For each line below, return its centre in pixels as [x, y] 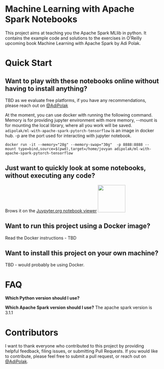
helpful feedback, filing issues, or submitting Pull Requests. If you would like [82, 351]
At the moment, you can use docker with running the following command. [79, 115]
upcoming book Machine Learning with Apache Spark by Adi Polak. [73, 43]
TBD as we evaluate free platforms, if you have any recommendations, [76, 100]
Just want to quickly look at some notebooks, [75, 168]
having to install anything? [46, 89]
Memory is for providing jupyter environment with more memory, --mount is [81, 120]
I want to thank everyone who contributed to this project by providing [75, 346]
